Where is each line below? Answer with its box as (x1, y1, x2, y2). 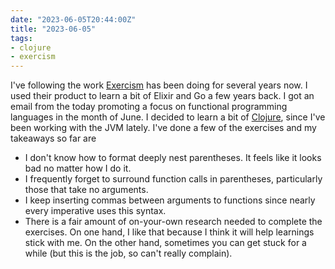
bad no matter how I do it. (24, 162, 132, 175)
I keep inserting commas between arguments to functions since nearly (24, 194, 316, 206)
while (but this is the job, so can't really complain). (24, 247, 233, 260)
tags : (10, 33, 33, 43)
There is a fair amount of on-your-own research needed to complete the (24, 216, 323, 228)
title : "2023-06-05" (10, 24, 97, 34)
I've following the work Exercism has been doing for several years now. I (10, 79, 308, 91)
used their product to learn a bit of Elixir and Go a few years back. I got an (10, 90, 315, 102)
